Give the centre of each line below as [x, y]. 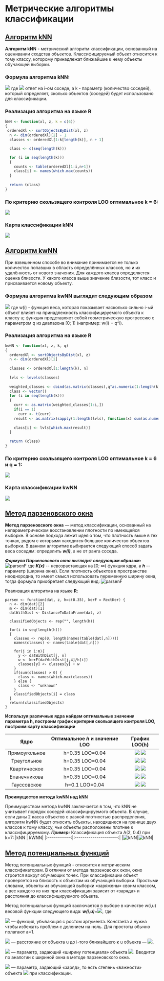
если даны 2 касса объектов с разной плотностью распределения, [75, 817]
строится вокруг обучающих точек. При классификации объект [72, 875]
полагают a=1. [20, 932]
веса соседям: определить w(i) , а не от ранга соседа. [61, 551]
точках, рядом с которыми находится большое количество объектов [77, 541]
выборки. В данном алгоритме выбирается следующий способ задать [79, 546]
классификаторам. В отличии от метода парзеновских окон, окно [74, 870]
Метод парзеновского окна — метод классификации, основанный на [78, 525]
